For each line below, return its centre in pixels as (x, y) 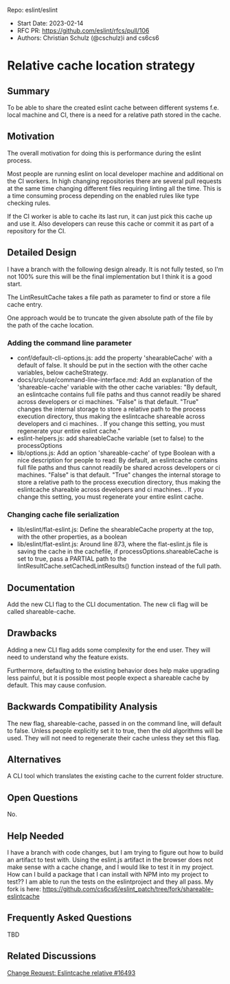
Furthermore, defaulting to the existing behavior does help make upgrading (113, 670)
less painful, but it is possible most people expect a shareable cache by (108, 678)
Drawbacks (32, 633)
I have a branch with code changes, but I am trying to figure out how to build (115, 853)
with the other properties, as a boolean (72, 537)
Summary (28, 91)
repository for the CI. (37, 231)
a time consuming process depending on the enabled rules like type (103, 195)
